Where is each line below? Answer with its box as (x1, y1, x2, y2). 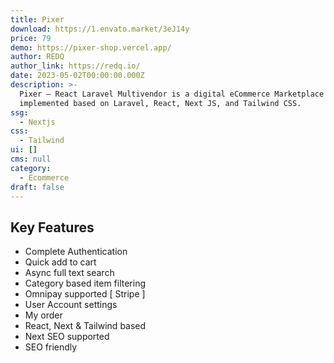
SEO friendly (24, 341, 78, 353)
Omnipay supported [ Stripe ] (24, 288, 146, 300)
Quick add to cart (24, 256, 97, 268)
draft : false (10, 182, 65, 192)
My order (24, 309, 63, 321)
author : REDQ (10, 52, 65, 62)
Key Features (10, 219, 95, 236)
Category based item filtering (24, 277, 147, 290)
